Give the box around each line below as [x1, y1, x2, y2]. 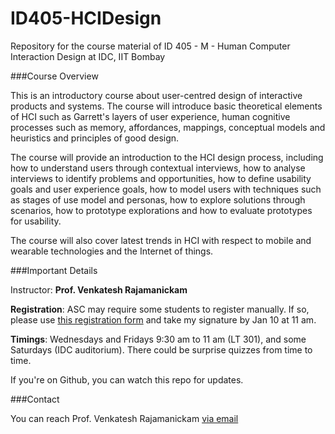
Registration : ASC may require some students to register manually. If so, [10, 303, 310, 315]
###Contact [10, 393, 60, 405]
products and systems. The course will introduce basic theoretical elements [10, 100, 323, 112]
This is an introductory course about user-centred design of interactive [10, 89, 303, 101]
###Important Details [10, 264, 98, 276]
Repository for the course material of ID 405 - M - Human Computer [10, 40, 291, 52]
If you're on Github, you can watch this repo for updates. [10, 373, 244, 386]
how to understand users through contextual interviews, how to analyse [10, 162, 306, 174]
